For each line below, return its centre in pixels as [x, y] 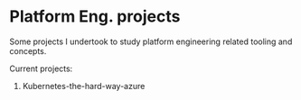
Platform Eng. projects [95, 17]
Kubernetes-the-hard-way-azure [84, 86]
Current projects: [41, 68]
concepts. [28, 50]
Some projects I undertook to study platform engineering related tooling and [151, 41]
